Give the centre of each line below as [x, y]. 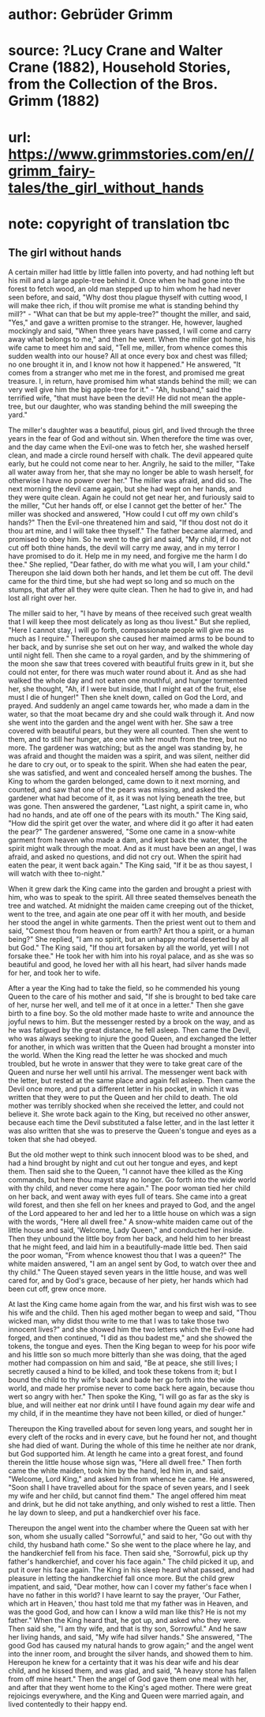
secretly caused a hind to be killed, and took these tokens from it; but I [123, 1371]
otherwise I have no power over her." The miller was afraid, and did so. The [130, 480]
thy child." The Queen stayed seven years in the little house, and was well [127, 1272]
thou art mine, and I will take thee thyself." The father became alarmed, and [131, 530]
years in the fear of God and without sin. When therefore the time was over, [131, 438]
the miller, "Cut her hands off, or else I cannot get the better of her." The [125, 505]
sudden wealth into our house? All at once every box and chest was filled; [128, 356]
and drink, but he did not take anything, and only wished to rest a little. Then [132, 1504]
